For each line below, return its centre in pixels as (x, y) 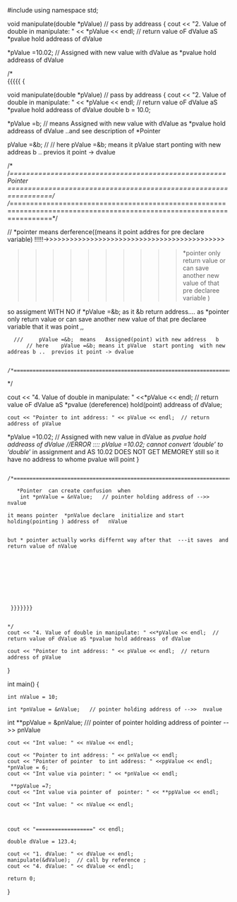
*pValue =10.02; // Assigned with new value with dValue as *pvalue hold (112, 53)
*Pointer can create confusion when (74, 491)
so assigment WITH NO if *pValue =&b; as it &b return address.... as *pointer (118, 312)
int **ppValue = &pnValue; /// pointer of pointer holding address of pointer (115, 723)
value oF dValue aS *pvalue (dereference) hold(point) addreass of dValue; (115, 404)
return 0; (22, 879)
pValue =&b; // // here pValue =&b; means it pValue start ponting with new (114, 145)
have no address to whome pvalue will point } (73, 459)
